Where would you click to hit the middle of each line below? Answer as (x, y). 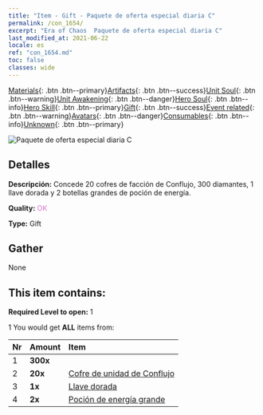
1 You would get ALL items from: (61, 327)
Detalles (29, 165)
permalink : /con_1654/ (46, 23)
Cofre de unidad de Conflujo (122, 373)
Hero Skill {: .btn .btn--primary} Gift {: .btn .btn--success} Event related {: (139, 107)
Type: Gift (25, 223)
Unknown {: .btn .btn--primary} (74, 124)
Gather (26, 248)
